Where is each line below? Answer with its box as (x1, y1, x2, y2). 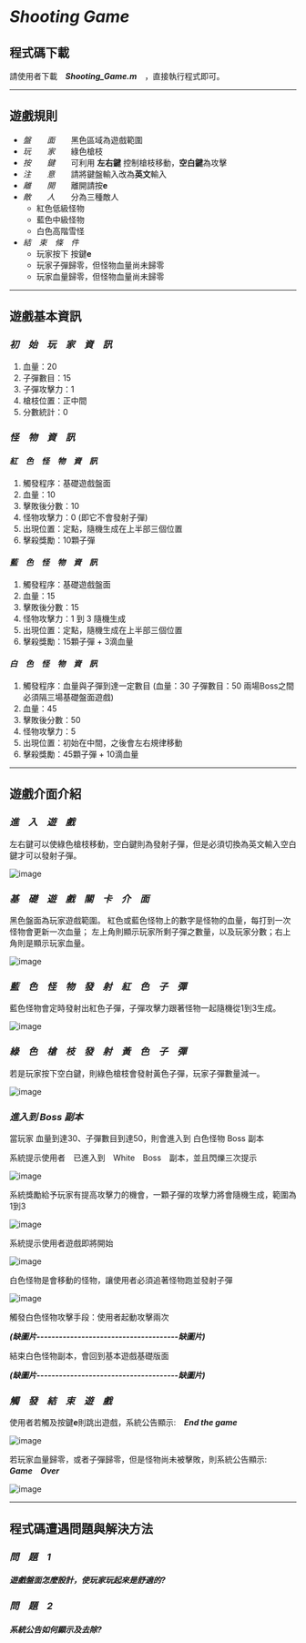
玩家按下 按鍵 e (36, 248, 92, 259)
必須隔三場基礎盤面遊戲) (22, 692, 114, 703)
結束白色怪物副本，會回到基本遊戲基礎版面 (9, 1350, 169, 1361)
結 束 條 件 (22, 237, 79, 248)
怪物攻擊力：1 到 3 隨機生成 (22, 613, 126, 624)
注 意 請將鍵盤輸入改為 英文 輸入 (22, 168, 167, 179)
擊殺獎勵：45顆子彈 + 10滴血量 (22, 749, 139, 760)
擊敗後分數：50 (22, 715, 81, 726)
